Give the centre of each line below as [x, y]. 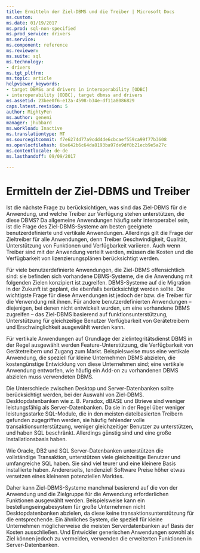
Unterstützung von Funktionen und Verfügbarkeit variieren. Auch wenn [93, 246]
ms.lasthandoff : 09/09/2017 [41, 156]
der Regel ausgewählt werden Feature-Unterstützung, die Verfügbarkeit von [100, 345]
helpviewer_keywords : [33, 84]
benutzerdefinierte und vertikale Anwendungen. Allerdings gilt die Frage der [100, 233]
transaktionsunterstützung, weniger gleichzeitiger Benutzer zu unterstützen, [100, 427]
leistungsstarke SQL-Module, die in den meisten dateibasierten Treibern [95, 414]
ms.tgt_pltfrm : [25, 73]
